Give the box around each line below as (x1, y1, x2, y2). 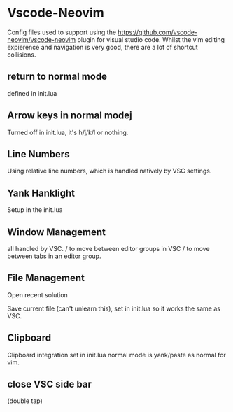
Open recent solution (7, 290, 68, 299)
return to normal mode (7, 71, 107, 83)
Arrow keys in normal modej (7, 110, 132, 122)
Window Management (7, 226, 106, 238)
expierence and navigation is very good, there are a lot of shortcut (7, 43, 198, 51)
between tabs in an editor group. (7, 252, 101, 260)
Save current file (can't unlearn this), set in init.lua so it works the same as (7, 304, 220, 313)
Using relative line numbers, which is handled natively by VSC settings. (7, 166, 212, 176)
